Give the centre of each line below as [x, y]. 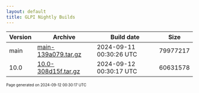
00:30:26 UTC [117, 54]
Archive [64, 37]
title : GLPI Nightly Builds [41, 17]
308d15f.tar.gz [59, 71]
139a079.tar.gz [60, 54]
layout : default [26, 11]
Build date [125, 37]
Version [20, 37]
